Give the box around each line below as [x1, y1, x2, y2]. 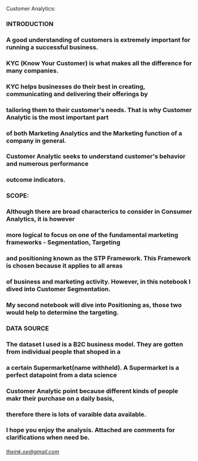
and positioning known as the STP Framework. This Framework [6, 255, 191, 263]
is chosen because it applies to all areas [6, 262, 123, 270]
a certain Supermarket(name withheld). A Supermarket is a [6, 363, 179, 371]
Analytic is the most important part [6, 113, 109, 121]
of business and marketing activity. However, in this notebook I [6, 277, 191, 285]
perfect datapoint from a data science [6, 371, 117, 379]
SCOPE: [6, 192, 30, 200]
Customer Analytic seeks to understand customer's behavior [6, 152, 186, 161]
